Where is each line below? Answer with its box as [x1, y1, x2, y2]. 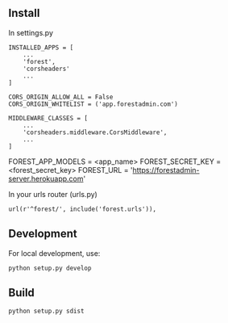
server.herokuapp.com [8, 174, 84, 183]
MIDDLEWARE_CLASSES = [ [8, 114, 89, 122]
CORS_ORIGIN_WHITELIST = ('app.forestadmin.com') [8, 100, 179, 108]
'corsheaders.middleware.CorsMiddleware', [23, 128, 168, 136]
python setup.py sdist [8, 307, 85, 316]
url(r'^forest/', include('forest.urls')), [8, 205, 157, 213]
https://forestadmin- [132, 165, 200, 174]
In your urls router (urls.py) [8, 189, 98, 199]
